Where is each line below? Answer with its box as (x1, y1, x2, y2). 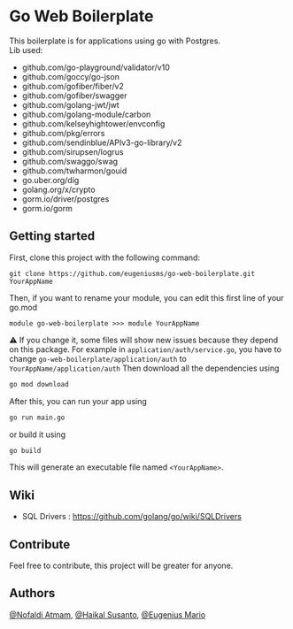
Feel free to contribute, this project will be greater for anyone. (9, 560, 234, 571)
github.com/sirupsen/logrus (21, 146, 124, 157)
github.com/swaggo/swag (21, 156, 118, 166)
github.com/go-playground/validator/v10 (21, 62, 170, 73)
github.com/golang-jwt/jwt (21, 99, 120, 110)
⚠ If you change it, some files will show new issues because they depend (9, 334, 279, 345)
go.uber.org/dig (21, 174, 80, 185)
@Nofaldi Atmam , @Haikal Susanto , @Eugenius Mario (9, 609, 206, 620)
